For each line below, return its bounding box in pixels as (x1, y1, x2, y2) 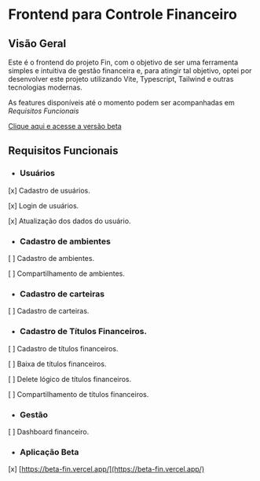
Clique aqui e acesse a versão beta (8, 122, 122, 130)
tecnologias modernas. (8, 83, 82, 92)
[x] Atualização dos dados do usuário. (8, 216, 131, 226)
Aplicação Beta (19, 446, 79, 457)
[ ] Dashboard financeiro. (8, 427, 90, 436)
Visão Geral (8, 37, 67, 50)
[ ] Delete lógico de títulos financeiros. (8, 374, 132, 384)
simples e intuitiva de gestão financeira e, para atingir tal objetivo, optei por (8, 66, 252, 75)
